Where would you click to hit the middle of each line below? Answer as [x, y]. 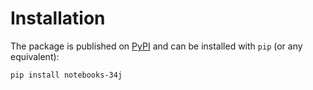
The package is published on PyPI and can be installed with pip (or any [156, 46]
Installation [58, 18]
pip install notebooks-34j [66, 75]
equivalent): [35, 56]
